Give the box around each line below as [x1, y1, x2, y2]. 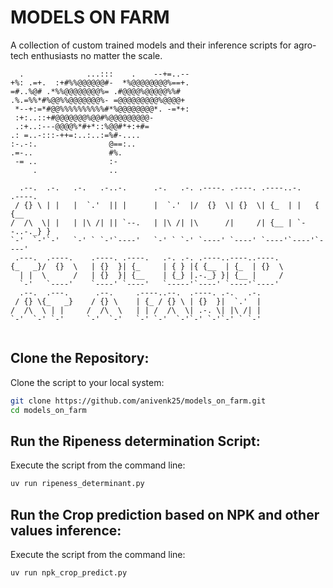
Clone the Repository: [10, 350, 150, 367]
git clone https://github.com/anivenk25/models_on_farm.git [10, 396, 267, 406]
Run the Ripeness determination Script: [10, 432, 261, 450]
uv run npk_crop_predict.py [10, 568, 128, 578]
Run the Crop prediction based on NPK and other [10, 506, 320, 523]
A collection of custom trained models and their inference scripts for [10, 39, 292, 51]
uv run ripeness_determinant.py [10, 479, 145, 489]
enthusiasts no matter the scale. [30, 49, 163, 61]
